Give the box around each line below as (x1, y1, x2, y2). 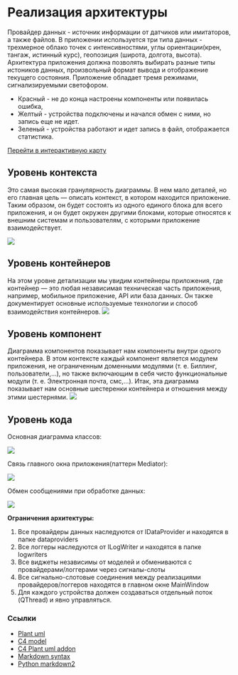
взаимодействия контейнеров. (7, 307, 101, 316)
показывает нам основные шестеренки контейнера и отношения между (7, 385, 227, 393)
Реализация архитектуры (7, 4, 168, 21)
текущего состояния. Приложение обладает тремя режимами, (7, 73, 199, 82)
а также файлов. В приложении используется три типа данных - (7, 35, 202, 43)
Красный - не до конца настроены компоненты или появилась (17, 94, 208, 103)
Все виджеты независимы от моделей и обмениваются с (17, 558, 193, 566)
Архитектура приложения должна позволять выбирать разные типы (7, 58, 215, 66)
